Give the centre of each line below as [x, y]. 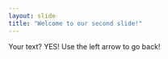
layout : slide [32, 16]
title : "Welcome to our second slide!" [76, 23]
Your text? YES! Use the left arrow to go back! [84, 46]
